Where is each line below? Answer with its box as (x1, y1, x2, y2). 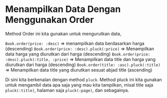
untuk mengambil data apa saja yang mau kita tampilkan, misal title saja (5, 81, 153, 88)
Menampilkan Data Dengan (5, 3, 121, 15)
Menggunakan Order (5, 14, 94, 25)
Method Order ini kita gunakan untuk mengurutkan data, (5, 30, 122, 36)
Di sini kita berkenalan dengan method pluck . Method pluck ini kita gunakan (5, 76, 162, 82)
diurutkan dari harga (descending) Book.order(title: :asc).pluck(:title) (5, 61, 161, 67)
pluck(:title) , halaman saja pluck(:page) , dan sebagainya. (5, 87, 129, 93)
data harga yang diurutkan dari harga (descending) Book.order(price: (5, 51, 150, 57)
